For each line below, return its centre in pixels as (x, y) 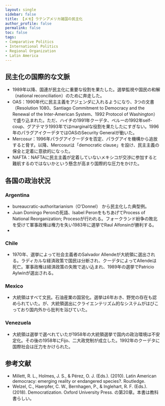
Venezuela (18, 323)
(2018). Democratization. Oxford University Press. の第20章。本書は (81, 392)
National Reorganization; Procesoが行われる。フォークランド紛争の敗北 (85, 219)
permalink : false (23, 28)
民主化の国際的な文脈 (37, 77)
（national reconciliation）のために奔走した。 (58, 96)
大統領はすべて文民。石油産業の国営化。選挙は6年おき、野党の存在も (82, 297)
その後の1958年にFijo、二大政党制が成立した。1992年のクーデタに (93, 340)
